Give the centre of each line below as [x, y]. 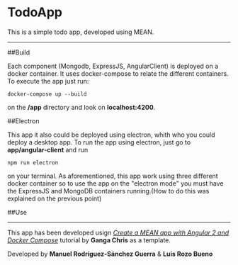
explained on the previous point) [55, 198]
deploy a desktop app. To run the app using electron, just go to [99, 142]
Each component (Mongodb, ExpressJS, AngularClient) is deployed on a [113, 66]
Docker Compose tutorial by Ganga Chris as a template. [89, 240]
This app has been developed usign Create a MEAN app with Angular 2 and [118, 232]
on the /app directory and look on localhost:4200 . [81, 107]
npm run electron [33, 163]
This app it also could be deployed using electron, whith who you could [111, 135]
